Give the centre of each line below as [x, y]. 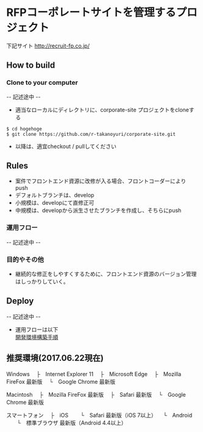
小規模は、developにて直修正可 [55, 203]
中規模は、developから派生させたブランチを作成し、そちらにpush [98, 210]
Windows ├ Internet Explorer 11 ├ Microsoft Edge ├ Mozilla [94, 374]
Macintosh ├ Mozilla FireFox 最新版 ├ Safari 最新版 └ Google [96, 394]
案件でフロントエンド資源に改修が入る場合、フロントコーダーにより [101, 181]
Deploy [20, 301]
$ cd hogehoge [24, 129]
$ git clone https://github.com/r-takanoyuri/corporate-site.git [91, 134]
